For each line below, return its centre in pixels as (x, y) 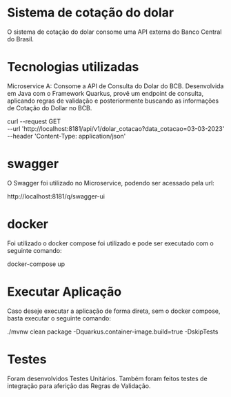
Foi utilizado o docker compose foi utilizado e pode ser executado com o (110, 243)
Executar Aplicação (64, 292)
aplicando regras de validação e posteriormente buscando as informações (113, 101)
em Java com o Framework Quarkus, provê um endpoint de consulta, (106, 93)
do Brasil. (21, 39)
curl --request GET (34, 121)
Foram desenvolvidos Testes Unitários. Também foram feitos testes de (108, 378)
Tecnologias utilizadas (73, 67)
